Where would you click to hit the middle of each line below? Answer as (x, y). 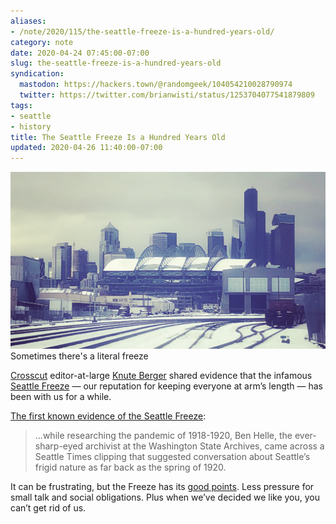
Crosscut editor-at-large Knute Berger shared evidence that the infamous (161, 376)
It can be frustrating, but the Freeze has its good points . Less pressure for (162, 487)
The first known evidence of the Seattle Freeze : (108, 416)
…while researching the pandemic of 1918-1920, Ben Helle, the (163, 436)
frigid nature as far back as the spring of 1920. (130, 467)
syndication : (37, 74)
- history (31, 126)
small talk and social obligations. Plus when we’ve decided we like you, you (165, 497)
